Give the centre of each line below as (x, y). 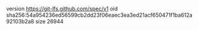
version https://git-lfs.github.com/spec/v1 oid (62, 9)
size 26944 (49, 21)
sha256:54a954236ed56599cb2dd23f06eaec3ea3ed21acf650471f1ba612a (100, 15)
